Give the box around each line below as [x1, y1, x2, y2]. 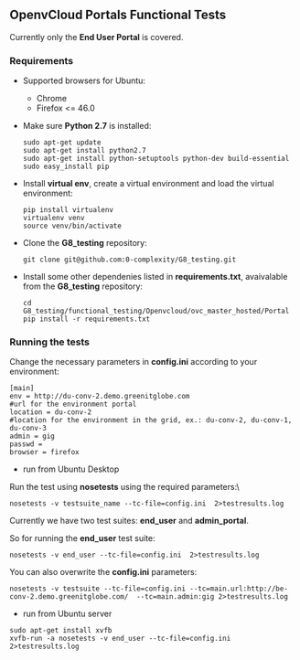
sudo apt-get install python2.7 [22, 146, 146, 155]
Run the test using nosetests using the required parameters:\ [9, 482, 240, 493]
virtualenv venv [22, 214, 85, 223]
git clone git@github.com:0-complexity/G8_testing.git [22, 255, 237, 264]
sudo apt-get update [22, 138, 102, 147]
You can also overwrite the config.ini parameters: [9, 567, 198, 578]
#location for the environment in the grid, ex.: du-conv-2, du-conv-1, [9, 416, 293, 425]
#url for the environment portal [9, 399, 137, 410]
